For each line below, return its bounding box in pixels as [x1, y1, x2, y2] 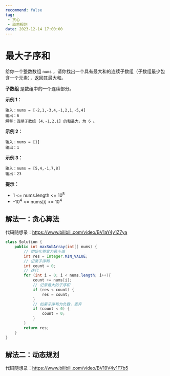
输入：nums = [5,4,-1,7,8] [5, 166, 60, 171]
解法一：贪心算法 [5, 214, 59, 223]
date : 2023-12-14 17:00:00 [5, 27, 63, 32]
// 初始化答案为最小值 [24, 249, 65, 254]
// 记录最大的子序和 [32, 283, 71, 288]
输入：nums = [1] [5, 140, 40, 145]
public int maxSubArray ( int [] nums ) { [14, 245, 97, 250]
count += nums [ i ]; [32, 278, 72, 283]
